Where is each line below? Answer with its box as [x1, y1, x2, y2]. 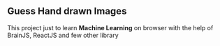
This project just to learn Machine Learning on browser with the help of [7, 23, 214, 32]
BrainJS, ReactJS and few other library [7, 31, 119, 39]
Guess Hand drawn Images [7, 5, 127, 17]
